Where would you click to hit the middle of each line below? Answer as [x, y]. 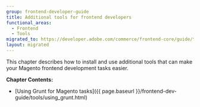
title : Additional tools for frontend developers [69, 17]
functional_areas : [29, 23]
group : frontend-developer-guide [48, 12]
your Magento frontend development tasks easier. [68, 68]
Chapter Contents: [30, 79]
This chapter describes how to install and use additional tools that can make [99, 62]
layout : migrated [28, 45]
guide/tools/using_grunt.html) [51, 97]
